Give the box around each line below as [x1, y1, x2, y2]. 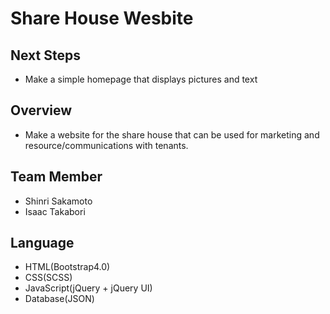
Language [10, 235, 75, 252]
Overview [10, 102, 73, 119]
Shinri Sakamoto [24, 195, 93, 207]
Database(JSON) [24, 293, 95, 305]
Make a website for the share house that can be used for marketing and [24, 128, 320, 141]
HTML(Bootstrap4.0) [24, 261, 111, 273]
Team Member [10, 168, 103, 186]
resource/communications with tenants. [24, 139, 189, 151]
